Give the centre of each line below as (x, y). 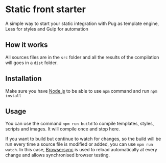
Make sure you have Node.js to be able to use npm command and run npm (81, 91)
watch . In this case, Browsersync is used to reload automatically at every (81, 150)
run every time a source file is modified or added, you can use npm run (79, 144)
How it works (27, 45)
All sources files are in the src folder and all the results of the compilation (82, 57)
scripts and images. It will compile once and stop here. (63, 129)
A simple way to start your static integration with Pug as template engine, (82, 23)
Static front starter (45, 9)
